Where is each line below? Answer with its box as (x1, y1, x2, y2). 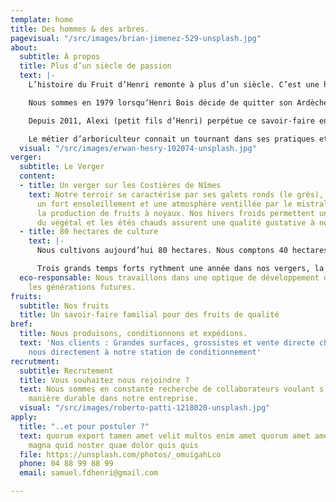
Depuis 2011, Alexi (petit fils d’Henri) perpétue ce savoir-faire (28, 116, 315, 126)
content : (19, 171, 56, 181)
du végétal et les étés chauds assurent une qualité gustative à (36, 217, 315, 228)
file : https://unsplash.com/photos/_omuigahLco (19, 449, 222, 460)
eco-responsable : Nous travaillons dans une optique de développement (19, 272, 320, 283)
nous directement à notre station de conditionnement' (28, 347, 262, 357)
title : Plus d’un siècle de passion (19, 61, 172, 71)
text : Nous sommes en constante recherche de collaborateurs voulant (19, 384, 315, 395)
